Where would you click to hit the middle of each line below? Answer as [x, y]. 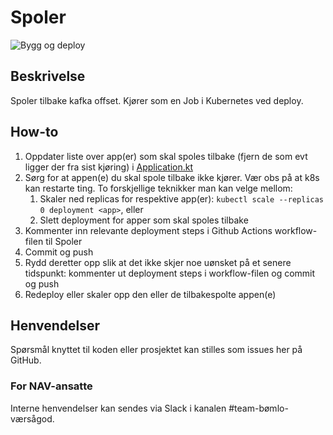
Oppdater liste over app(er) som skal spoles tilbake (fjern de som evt [166, 156]
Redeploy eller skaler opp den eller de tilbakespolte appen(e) [150, 294]
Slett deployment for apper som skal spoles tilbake [144, 220]
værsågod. [32, 418]
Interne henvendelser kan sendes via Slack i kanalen [118, 408]
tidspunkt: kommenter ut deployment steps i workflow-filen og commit [170, 273]
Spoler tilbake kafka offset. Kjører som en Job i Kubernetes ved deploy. [157, 100]
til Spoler [64, 241]
